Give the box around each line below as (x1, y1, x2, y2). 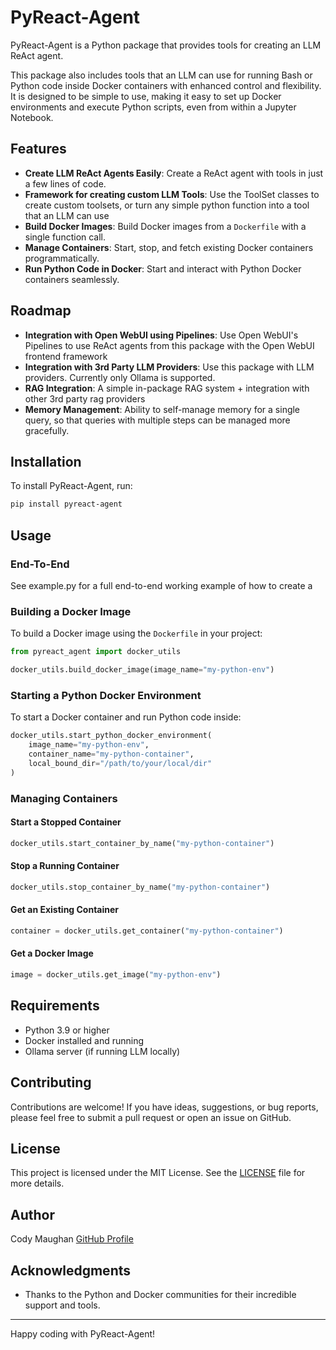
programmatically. (24, 252, 100, 264)
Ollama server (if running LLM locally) (24, 1045, 181, 1057)
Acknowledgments (10, 1262, 132, 1279)
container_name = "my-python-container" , (28, 749, 195, 760)
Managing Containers (10, 791, 118, 805)
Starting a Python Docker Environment (10, 688, 202, 702)
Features (10, 141, 67, 158)
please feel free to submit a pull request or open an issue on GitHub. (10, 1111, 292, 1123)
